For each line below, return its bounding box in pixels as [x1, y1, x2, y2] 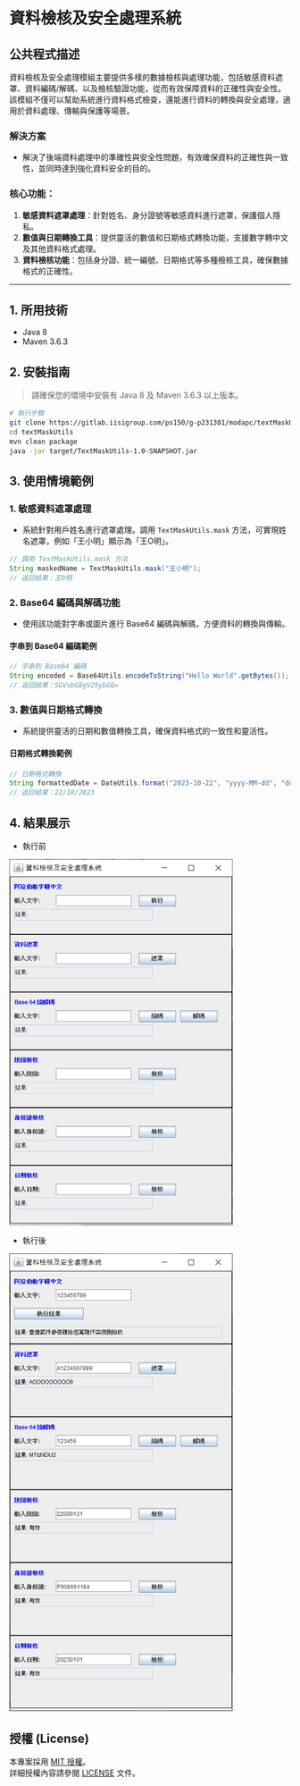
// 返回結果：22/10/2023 [9, 788, 96, 797]
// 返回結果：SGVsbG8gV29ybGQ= [9, 681, 119, 690]
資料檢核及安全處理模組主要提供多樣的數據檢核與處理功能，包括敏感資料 [9, 72, 275, 82]
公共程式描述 [9, 46, 80, 62]
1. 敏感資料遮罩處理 [9, 502, 92, 515]
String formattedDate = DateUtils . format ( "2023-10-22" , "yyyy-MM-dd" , [9, 779, 278, 788]
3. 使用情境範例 [9, 473, 94, 488]
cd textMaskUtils [9, 427, 74, 436]
